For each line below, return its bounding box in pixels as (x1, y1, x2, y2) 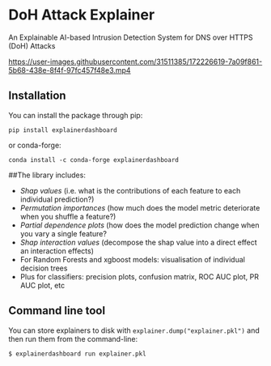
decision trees (19, 263, 68, 273)
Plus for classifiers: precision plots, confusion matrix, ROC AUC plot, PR (19, 271, 259, 281)
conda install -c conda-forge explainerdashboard (8, 155, 180, 164)
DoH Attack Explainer (8, 6, 155, 24)
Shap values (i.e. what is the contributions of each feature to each (19, 185, 241, 195)
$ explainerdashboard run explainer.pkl (8, 350, 147, 358)
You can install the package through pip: (8, 110, 143, 120)
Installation (8, 89, 66, 103)
